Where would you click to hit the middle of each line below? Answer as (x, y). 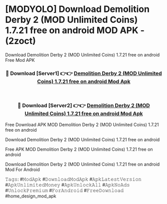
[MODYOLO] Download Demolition (77, 9)
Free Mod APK (20, 60)
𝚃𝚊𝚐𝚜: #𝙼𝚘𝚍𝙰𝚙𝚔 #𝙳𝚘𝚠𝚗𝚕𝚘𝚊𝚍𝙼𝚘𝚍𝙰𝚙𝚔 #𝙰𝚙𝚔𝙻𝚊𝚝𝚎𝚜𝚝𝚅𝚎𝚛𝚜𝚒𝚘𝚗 (74, 179)
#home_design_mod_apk (31, 196)
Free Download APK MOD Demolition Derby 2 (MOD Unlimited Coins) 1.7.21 (82, 124)
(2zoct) (21, 41)
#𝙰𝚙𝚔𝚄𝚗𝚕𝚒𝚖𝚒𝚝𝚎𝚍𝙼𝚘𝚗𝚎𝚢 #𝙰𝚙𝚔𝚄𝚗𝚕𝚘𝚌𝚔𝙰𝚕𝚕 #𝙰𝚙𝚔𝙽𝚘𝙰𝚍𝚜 (68, 185)
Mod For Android (22, 169)
